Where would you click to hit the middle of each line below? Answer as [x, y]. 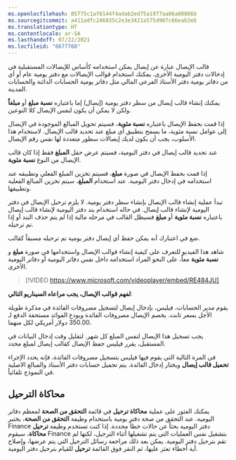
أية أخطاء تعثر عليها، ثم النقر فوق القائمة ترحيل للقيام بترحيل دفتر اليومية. [103, 448]
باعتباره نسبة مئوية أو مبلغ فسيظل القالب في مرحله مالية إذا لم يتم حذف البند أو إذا [115, 217]
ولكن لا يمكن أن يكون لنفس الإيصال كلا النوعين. [70, 110]
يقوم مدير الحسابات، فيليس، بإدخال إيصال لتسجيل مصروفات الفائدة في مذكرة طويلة [118, 307]
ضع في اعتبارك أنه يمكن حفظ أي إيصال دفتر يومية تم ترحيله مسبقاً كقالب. [104, 238]
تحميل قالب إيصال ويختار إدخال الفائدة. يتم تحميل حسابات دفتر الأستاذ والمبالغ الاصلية [118, 364]
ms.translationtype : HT [43, 27]
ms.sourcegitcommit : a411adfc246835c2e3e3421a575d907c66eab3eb [103, 20]
